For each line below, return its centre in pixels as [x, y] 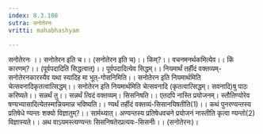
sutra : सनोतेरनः [30, 23]
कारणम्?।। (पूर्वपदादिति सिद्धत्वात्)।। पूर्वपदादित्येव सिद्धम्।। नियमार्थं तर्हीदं [103, 69]
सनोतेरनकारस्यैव [29, 78]
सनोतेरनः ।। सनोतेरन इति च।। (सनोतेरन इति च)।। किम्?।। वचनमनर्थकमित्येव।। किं [121, 59]
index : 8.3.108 [33, 15]
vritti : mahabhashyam [44, 30]
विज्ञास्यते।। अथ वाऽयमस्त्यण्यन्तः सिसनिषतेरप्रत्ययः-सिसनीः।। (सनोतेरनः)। [104, 122]
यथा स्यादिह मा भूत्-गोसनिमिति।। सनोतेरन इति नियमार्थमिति [126, 78]
